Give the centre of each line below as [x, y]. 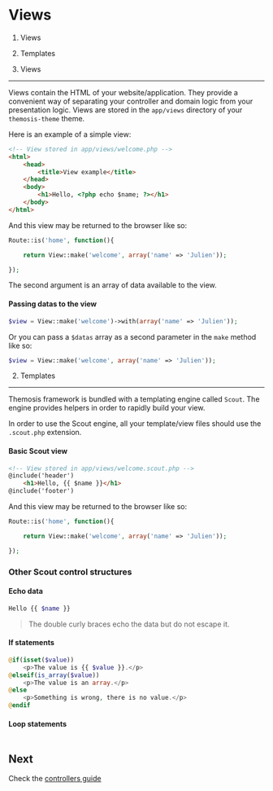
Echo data [26, 591]
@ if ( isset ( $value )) [41, 660]
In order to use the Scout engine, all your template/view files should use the [135, 424]
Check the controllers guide [55, 779]
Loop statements [38, 723]
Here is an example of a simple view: [70, 134]
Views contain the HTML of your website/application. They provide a [123, 92]
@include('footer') [41, 491]
